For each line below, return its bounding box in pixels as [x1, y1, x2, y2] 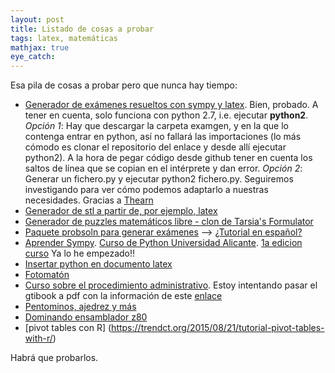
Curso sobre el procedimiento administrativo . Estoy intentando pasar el [24, 279, 318, 291]
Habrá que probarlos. [10, 352, 99, 364]
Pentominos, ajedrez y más [24, 301, 137, 313]
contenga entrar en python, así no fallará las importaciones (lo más [24, 131, 302, 143]
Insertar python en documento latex [24, 258, 173, 270]
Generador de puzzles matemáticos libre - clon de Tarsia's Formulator [24, 216, 314, 228]
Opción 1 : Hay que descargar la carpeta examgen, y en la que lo [24, 120, 289, 132]
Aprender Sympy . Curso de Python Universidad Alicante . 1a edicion [24, 237, 303, 249]
